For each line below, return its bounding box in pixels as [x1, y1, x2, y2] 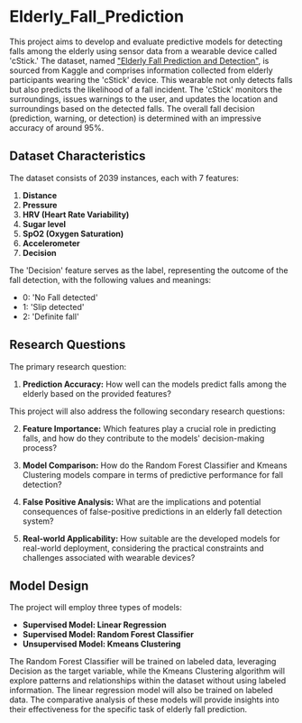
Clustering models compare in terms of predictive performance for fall [22, 469, 284, 480]
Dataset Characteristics [9, 149, 146, 164]
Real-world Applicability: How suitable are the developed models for [22, 533, 281, 544]
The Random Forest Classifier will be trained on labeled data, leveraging [9, 656, 277, 667]
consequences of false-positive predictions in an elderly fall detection [22, 506, 282, 517]
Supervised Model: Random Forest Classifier [22, 629, 194, 640]
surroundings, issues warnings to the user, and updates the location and [9, 93, 278, 105]
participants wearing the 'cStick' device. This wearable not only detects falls [9, 74, 293, 85]
